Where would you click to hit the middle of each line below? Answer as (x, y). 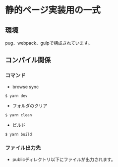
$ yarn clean (19, 115)
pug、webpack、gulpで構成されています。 (49, 43)
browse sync (26, 86)
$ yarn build (19, 134)
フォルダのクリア (30, 105)
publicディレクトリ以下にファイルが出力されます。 (64, 159)
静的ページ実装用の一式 (53, 10)
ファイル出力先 (23, 148)
